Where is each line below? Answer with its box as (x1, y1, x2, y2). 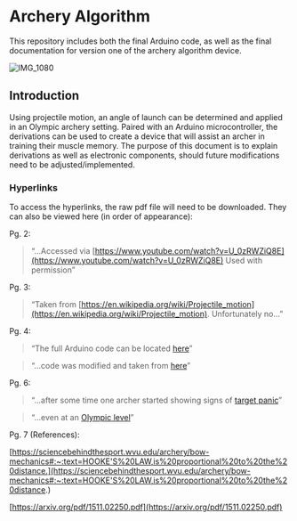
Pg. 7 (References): (9, 429, 80, 440)
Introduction (9, 88, 80, 103)
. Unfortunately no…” (207, 309, 284, 320)
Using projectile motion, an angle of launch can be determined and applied (9, 111, 283, 122)
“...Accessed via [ (30, 246, 96, 256)
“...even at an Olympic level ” (30, 412, 134, 423)
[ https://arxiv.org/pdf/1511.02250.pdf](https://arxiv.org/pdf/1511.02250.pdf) (9, 501, 283, 513)
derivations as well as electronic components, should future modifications (9, 150, 280, 160)
